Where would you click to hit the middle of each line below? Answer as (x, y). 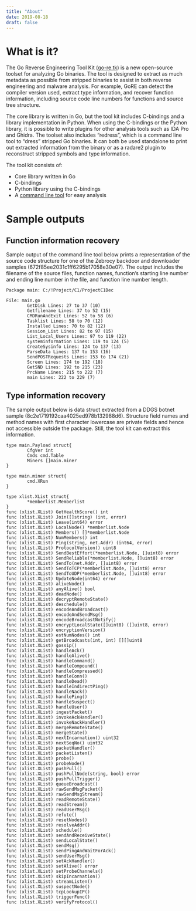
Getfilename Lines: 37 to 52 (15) (69, 311)
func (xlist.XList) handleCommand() (51, 661)
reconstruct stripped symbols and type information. (68, 154)
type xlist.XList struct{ (37, 497)
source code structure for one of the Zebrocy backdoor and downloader (93, 261)
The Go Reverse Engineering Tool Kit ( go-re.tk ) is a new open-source (90, 67)
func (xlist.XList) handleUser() (47, 707)
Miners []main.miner (52, 461)
